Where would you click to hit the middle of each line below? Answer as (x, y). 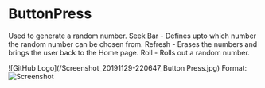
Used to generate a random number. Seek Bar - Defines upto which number (132, 36)
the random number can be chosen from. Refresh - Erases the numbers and (133, 44)
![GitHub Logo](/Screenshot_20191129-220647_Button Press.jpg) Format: (128, 67)
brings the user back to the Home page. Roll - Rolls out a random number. (129, 52)
